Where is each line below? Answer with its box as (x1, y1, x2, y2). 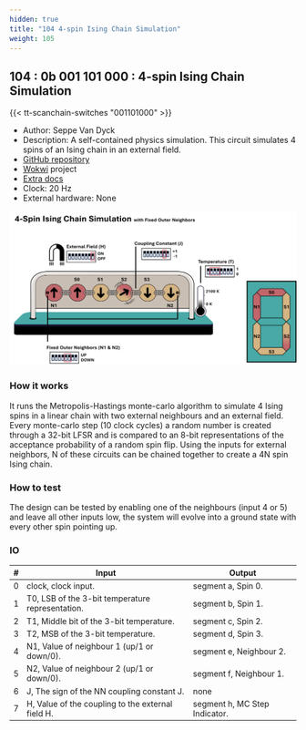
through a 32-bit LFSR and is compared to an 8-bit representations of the (9, 429, 284, 440)
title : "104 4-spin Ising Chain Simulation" (9, 24, 181, 34)
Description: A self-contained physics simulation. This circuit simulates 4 (22, 135, 296, 146)
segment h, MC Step (192, 698, 270, 709)
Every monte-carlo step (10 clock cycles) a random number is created (9, 419, 271, 430)
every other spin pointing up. (9, 520, 118, 532)
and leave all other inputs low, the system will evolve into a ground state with (9, 511, 297, 522)
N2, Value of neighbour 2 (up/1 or (26, 663, 154, 674)
